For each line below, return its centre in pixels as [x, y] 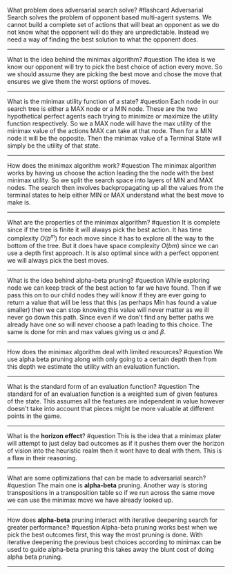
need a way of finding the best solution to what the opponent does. [103, 40]
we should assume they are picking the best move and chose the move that [115, 74]
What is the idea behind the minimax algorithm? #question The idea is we [112, 59]
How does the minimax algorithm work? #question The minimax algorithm [112, 165]
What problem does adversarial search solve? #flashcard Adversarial [105, 10]
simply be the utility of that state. [54, 146]
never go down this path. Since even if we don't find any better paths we [110, 317]
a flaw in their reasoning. [42, 458]
